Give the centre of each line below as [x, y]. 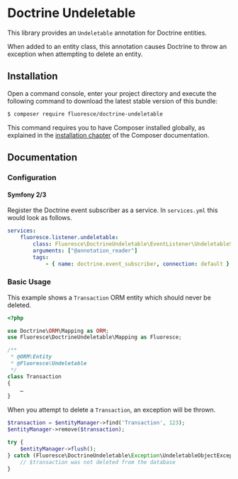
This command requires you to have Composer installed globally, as [106, 127]
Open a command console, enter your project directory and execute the [112, 93]
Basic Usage [29, 282]
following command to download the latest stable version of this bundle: [113, 101]
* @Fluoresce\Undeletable [49, 363]
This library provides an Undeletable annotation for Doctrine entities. [107, 33]
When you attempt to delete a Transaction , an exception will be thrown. [112, 410]
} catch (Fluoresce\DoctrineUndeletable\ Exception [84, 456]
